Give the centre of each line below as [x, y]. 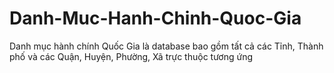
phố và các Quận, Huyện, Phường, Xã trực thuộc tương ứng [131, 56]
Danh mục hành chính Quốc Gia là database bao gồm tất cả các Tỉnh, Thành [166, 46]
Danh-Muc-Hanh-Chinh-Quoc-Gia [155, 18]
